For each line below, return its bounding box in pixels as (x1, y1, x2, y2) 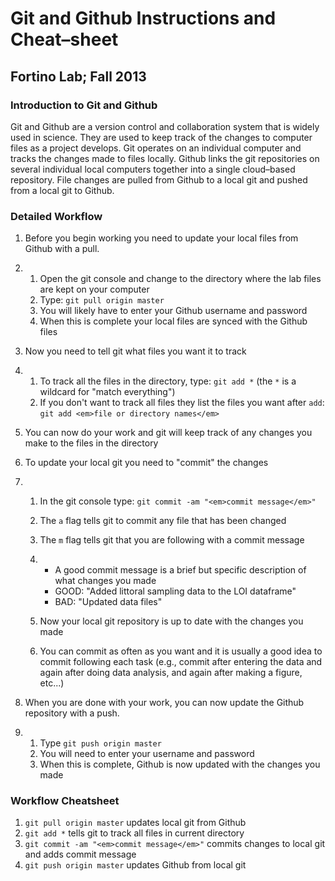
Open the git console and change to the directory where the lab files (39, 273, 322, 285)
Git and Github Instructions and (10, 7, 277, 30)
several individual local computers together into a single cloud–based (10, 163, 296, 175)
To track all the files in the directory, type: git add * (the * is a (39, 375, 297, 387)
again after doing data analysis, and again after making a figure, (39, 667, 303, 679)
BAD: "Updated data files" (54, 596, 163, 608)
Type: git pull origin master (39, 294, 165, 306)
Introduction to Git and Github (10, 98, 158, 112)
